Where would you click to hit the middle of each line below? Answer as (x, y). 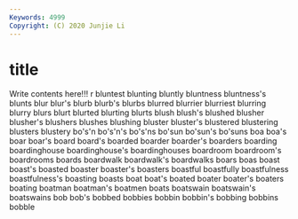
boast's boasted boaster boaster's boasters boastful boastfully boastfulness (149, 169)
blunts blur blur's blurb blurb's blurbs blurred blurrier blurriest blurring (138, 104)
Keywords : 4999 (37, 17)
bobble (22, 207)
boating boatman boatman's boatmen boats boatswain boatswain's (133, 188)
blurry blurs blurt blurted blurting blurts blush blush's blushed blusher (137, 113)
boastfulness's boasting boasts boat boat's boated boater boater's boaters (147, 179)
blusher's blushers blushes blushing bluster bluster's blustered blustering (144, 122)
